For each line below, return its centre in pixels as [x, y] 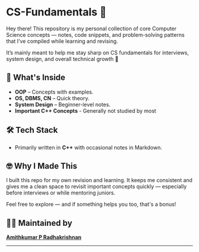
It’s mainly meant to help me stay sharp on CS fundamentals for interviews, [98, 52]
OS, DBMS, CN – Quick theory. [52, 98]
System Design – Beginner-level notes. [62, 104]
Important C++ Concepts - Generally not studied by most [85, 111]
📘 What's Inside [36, 77]
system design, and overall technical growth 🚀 [62, 59]
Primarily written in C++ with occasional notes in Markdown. [89, 147]
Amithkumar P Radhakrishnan [44, 237]
